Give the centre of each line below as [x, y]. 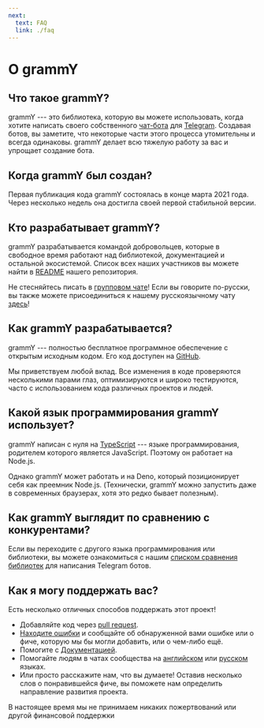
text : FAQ [31, 23]
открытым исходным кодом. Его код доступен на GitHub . [104, 356]
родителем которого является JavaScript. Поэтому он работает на [121, 452]
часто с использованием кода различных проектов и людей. [111, 388]
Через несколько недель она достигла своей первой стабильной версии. [132, 203]
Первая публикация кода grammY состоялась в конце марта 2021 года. [128, 195]
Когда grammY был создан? [80, 175]
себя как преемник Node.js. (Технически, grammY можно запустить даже [132, 484]
